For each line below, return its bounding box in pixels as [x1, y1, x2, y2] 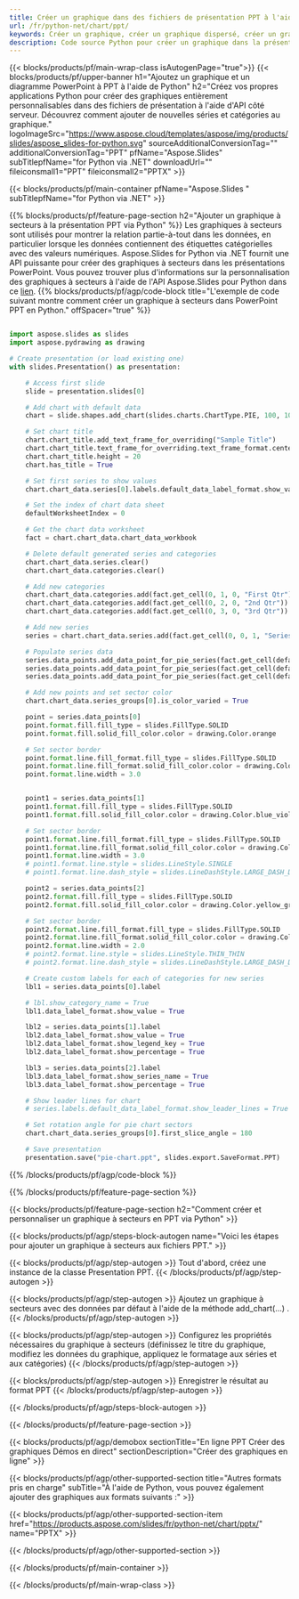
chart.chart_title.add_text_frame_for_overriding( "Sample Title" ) [25, 435, 277, 445]
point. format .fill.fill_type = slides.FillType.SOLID [25, 720, 229, 730]
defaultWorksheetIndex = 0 [25, 509, 125, 518]
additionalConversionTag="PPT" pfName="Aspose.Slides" [9, 148, 223, 158]
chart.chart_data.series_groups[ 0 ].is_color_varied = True [25, 696, 249, 706]
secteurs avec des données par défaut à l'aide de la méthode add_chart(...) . [9, 1303, 290, 1313]
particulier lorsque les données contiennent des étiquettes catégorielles [9, 239, 273, 249]
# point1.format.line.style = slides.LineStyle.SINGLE [25, 860, 233, 869]
